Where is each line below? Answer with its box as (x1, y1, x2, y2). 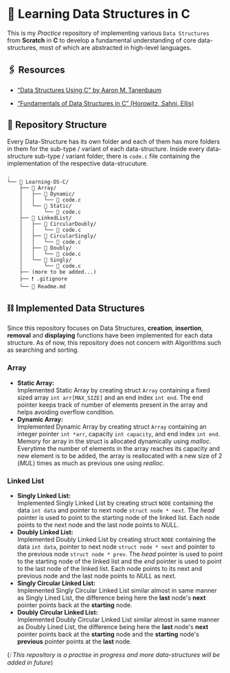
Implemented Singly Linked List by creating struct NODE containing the (16, 499, 214, 507)
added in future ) (7, 658, 54, 666)
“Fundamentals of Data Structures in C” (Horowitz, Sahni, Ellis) (16, 99, 194, 107)
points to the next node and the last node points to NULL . (16, 521, 179, 529)
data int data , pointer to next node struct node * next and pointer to (16, 542, 215, 551)
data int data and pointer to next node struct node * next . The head (16, 506, 215, 514)
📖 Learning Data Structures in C (7, 6, 190, 22)
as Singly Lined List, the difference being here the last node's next (16, 593, 206, 602)
